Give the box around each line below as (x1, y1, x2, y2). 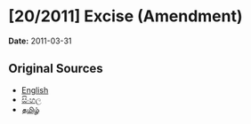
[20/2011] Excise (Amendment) (8, 6, 243, 27)
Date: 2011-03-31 (8, 35, 72, 46)
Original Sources (8, 61, 103, 76)
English (20, 84, 49, 95)
